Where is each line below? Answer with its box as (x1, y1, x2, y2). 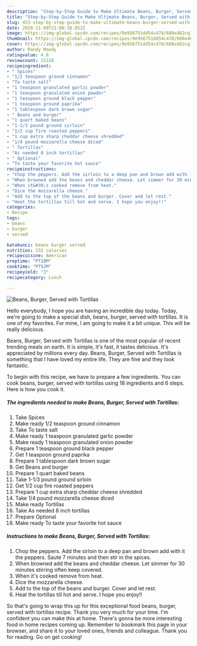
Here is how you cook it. (6, 385, 65, 392)
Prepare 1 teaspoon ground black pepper (15, 445, 114, 452)
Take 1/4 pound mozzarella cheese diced (15, 495, 115, 502)
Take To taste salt (15, 426, 58, 433)
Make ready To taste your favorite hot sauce (15, 519, 122, 526)
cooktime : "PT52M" (6, 264, 51, 270)
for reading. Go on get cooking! (6, 633, 82, 640)
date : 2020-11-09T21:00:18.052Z (6, 25, 85, 31)
